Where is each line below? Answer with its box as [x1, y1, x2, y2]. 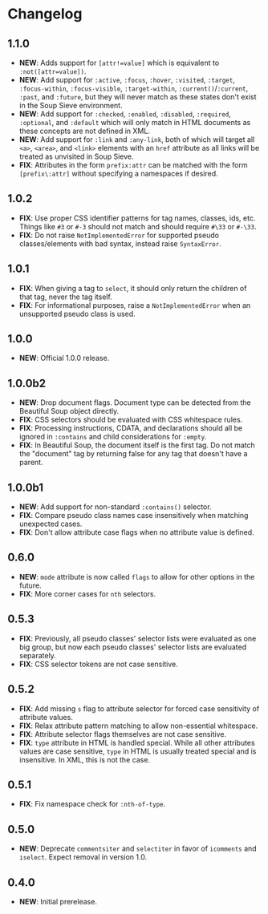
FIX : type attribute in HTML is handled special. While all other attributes [18, 738, 255, 747]
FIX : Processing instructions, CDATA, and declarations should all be [18, 423, 243, 433]
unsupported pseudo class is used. [18, 309, 136, 318]
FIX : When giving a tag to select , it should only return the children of [18, 283, 247, 293]
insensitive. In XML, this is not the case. [18, 754, 150, 764]
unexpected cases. [18, 519, 83, 529]
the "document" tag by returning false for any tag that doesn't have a [18, 449, 248, 459]
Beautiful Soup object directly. [18, 406, 120, 416]
